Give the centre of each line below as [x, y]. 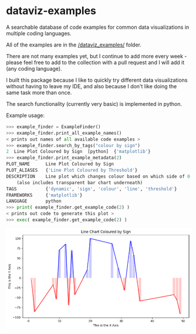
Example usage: [26, 115]
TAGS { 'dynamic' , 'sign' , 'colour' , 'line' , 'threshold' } [92, 189]
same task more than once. [39, 92]
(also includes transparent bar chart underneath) [80, 183]
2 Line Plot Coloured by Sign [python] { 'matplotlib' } [78, 152]
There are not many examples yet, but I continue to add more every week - [97, 56]
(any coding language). [34, 68]
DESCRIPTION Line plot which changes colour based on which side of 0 [98, 176]
